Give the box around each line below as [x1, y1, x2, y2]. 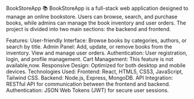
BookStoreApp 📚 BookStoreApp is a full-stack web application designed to [6, 5, 189, 12]
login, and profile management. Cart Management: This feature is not [6, 56, 173, 63]
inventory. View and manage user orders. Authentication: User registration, [6, 49, 188, 56]
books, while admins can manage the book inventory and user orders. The [6, 19, 186, 26]
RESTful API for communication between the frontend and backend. [6, 81, 170, 87]
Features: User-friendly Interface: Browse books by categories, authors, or [6, 37, 187, 44]
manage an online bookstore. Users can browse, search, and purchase [6, 13, 178, 20]
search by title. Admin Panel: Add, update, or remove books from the [6, 43, 172, 50]
